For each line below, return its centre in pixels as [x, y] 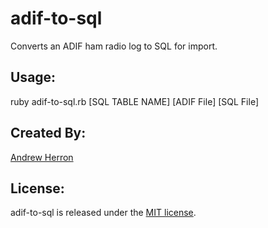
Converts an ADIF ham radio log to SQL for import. [114, 46]
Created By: [48, 133]
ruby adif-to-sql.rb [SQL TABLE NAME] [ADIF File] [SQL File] [134, 101]
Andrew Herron [42, 157]
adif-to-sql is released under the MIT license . [103, 213]
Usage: [33, 77]
